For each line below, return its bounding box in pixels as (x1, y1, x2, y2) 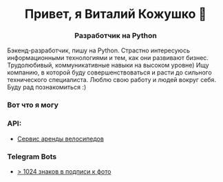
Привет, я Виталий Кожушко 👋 (24, 6, 207, 22)
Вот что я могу (7, 100, 59, 110)
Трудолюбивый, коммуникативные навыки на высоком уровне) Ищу (7, 61, 209, 70)
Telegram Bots (7, 152, 57, 161)
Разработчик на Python (74, 31, 157, 41)
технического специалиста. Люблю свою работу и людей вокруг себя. (7, 76, 217, 84)
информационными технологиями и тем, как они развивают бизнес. (7, 54, 209, 62)
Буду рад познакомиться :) (7, 83, 87, 92)
